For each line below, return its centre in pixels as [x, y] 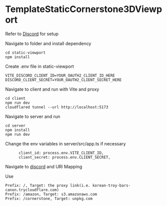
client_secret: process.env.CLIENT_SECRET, [64, 157]
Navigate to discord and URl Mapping [44, 166]
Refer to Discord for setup [32, 34]
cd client [15, 98]
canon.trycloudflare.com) [32, 190]
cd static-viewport [25, 53]
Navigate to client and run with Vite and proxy [52, 89]
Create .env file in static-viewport [39, 66]
